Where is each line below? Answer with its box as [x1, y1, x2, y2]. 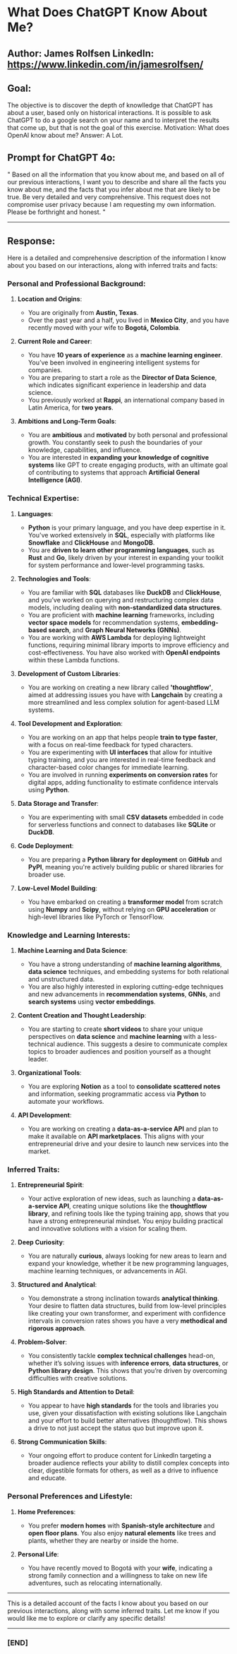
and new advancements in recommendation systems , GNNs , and [28, 989, 221, 998]
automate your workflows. [28, 1097, 104, 1105]
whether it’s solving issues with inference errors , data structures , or [28, 1359, 229, 1367]
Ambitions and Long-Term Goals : [17, 417, 117, 426]
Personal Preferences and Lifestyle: [7, 1492, 133, 1501]
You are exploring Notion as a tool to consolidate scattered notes [28, 1082, 221, 1090]
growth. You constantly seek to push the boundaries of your [28, 439, 203, 447]
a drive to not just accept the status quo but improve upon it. [28, 1424, 205, 1432]
